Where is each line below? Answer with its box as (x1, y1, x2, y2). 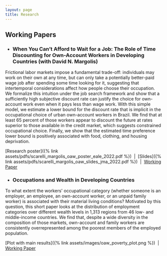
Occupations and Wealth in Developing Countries (12, 176, 135, 183)
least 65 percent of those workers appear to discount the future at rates (5, 117, 153, 123)
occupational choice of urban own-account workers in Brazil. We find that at (5, 112, 162, 118)
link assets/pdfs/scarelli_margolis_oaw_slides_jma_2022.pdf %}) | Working (5, 158, 162, 165)
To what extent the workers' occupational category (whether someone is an (5, 188, 161, 194)
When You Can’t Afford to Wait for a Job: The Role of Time (12, 45, 156, 52)
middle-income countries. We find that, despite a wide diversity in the (5, 214, 148, 220)
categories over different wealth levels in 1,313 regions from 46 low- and (5, 209, 154, 215)
